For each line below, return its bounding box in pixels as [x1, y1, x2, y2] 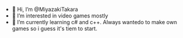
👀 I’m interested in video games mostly [11, 12, 108, 19]
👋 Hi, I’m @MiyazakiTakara [11, 6, 78, 13]
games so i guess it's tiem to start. [11, 25, 98, 32]
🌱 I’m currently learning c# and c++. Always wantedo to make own [11, 19, 178, 25]
